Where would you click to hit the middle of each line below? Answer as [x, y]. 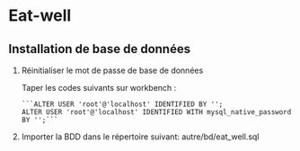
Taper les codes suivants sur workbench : [99, 88]
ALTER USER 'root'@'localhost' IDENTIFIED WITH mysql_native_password [156, 112]
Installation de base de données [99, 49]
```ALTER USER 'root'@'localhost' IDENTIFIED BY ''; [122, 104]
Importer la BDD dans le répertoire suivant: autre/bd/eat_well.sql [140, 137]
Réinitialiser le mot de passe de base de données [112, 70]
